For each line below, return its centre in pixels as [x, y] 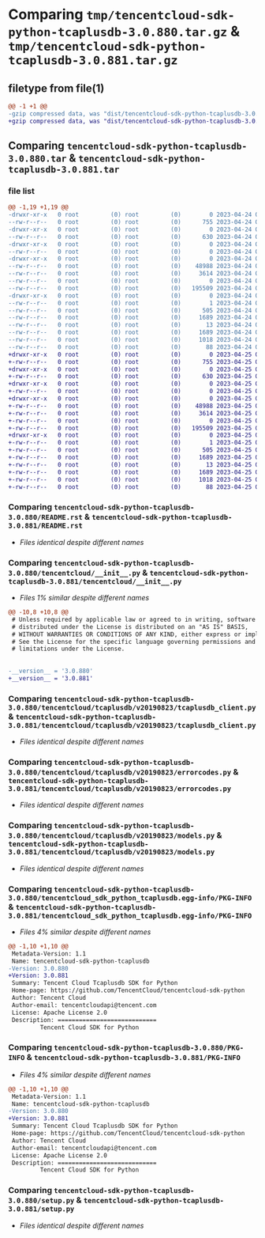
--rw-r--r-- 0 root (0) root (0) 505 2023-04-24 [130, 310]
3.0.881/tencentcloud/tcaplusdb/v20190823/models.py [112, 852]
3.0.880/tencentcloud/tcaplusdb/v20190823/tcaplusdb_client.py [132, 707]
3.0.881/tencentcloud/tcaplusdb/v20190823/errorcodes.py [120, 789]
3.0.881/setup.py [41, 1209]
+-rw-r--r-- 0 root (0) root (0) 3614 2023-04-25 [130, 413]
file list [22, 191]
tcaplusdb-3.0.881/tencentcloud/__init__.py [95, 581]
